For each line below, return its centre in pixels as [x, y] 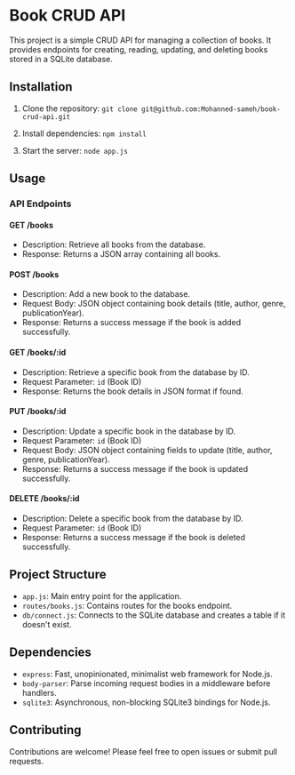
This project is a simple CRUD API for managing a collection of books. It [140, 40]
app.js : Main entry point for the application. [102, 595]
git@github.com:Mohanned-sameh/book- [211, 109]
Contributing [45, 730]
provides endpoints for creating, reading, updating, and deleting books [139, 49]
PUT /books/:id [38, 411]
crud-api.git [46, 116]
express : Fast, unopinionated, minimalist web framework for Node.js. [147, 674]
